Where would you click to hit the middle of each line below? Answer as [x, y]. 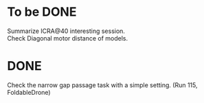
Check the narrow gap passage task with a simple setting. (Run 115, [102, 85]
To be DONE [42, 12]
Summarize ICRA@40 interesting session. [66, 31]
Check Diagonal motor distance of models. [68, 38]
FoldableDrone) [29, 92]
